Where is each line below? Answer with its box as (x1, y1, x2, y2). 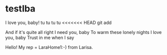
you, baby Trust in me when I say (5, 34, 74, 40)
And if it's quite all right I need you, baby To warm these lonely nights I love (5, 29, 162, 35)
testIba (5, 3, 35, 14)
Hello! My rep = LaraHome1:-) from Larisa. (5, 44, 93, 50)
